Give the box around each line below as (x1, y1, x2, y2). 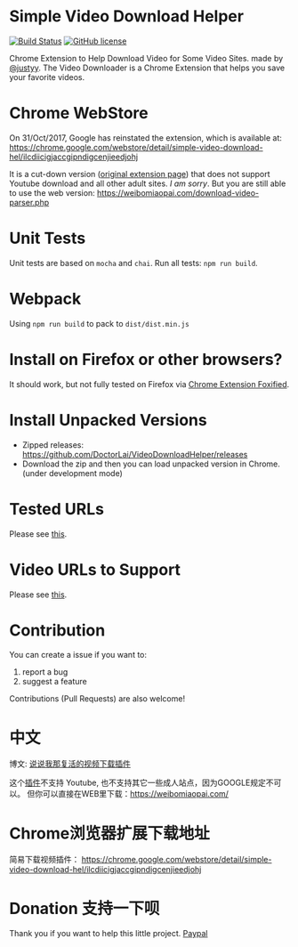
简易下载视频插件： (9, 854, 80, 865)
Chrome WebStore (9, 103, 149, 124)
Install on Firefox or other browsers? (9, 349, 283, 369)
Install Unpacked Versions (9, 409, 207, 430)
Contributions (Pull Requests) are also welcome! (9, 693, 185, 704)
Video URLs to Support (9, 559, 181, 579)
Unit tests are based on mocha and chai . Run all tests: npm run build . (9, 257, 258, 268)
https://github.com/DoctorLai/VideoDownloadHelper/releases (21, 449, 248, 459)
